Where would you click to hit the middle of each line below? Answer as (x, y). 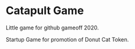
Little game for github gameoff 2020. (52, 28)
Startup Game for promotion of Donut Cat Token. (67, 39)
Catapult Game (45, 11)
